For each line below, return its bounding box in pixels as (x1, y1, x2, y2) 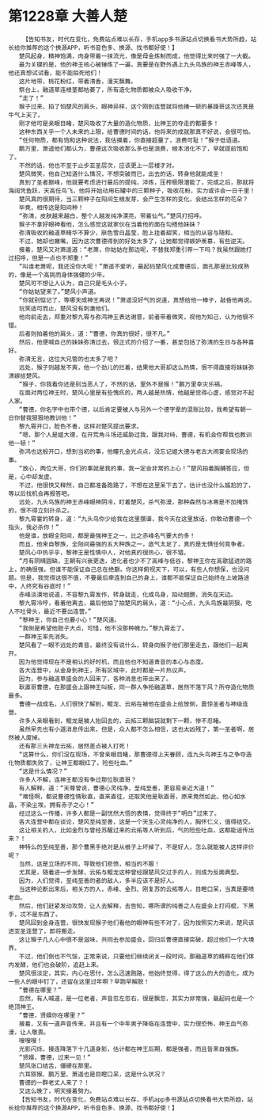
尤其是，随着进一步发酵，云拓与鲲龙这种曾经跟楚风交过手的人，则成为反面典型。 (18, 868, 243, 876)
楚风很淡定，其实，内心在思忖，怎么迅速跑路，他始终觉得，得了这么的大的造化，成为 (18, 969, 255, 977)
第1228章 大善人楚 (8, 7, 128, 25)
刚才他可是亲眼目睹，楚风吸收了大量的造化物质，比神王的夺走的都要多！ (18, 120, 219, 128)
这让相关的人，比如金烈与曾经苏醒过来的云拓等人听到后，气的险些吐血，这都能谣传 (18, 826, 249, 834)
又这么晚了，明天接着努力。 (18, 1087, 97, 1095)
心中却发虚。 (19, 473, 56, 481)
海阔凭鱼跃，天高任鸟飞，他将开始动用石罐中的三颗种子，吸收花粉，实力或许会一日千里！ (8, 187, 256, 195)
